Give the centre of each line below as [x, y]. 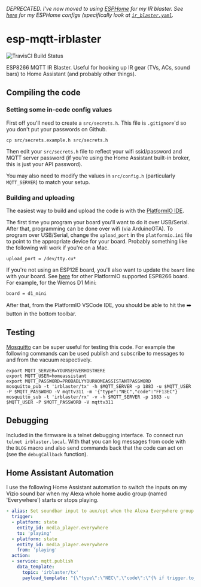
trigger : [22, 517]
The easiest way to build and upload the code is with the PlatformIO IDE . [95, 210]
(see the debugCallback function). [47, 454]
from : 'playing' [37, 550]
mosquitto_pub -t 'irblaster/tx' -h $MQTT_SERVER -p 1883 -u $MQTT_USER [99, 386]
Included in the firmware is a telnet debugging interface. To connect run [95, 435]
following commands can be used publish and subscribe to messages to [95, 353]
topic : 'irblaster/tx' [50, 572]
